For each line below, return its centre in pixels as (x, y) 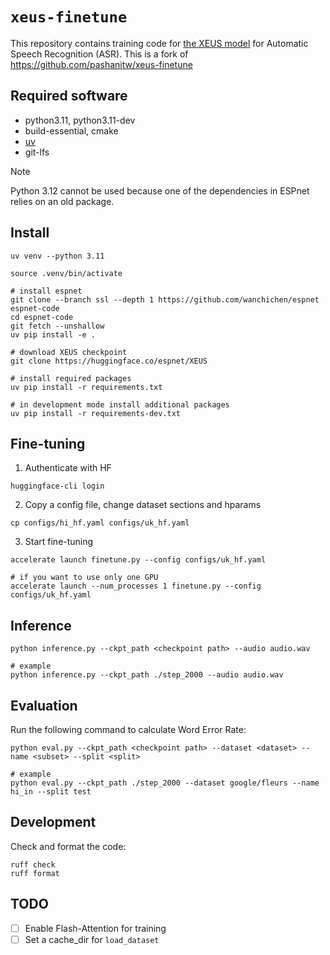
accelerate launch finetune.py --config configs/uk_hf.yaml (138, 560)
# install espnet (46, 291)
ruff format (35, 873)
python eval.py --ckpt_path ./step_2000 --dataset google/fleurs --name (165, 783)
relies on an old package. (62, 201)
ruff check (33, 864)
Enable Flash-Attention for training (95, 928)
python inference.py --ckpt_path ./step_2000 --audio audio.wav (147, 675)
